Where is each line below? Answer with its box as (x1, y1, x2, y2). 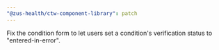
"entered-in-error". (6, 36, 60, 45)
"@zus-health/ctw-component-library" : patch (6, 10, 138, 17)
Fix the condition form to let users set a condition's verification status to (6, 29, 213, 37)
